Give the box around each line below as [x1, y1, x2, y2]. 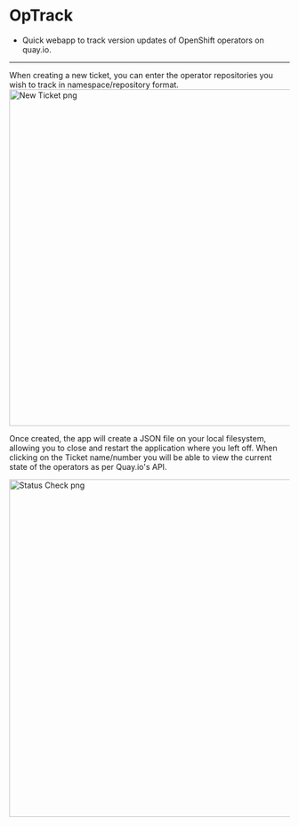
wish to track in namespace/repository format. [9, 79, 180, 90]
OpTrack [9, 5, 74, 26]
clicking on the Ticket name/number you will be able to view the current [9, 451, 272, 463]
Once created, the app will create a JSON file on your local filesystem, [9, 433, 267, 443]
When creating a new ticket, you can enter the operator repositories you [9, 69, 274, 80]
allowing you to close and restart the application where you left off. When [9, 442, 278, 453]
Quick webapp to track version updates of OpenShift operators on [21, 35, 265, 45]
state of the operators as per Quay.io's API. [9, 461, 167, 472]
